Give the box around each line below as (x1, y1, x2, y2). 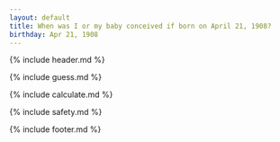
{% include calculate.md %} (9, 89, 113, 100)
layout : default (9, 13, 70, 22)
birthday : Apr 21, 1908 (9, 30, 99, 39)
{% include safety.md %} (9, 107, 103, 118)
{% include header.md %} (9, 55, 105, 66)
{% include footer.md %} (9, 124, 102, 135)
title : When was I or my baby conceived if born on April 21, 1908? (9, 22, 272, 31)
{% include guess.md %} (9, 72, 102, 83)
